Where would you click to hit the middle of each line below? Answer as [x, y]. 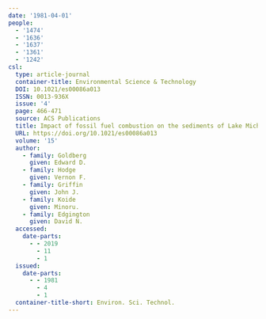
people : [21, 23]
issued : [28, 266]
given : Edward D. [58, 163]
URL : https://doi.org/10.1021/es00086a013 [86, 133]
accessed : [31, 229]
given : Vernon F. [58, 178]
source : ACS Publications [58, 119]
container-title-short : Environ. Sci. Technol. [95, 302]
